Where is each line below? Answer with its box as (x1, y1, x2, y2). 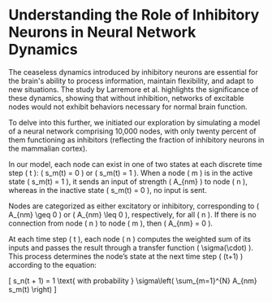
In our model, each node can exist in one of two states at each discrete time (8, 159, 262, 169)
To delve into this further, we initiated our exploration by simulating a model (8, 117, 261, 127)
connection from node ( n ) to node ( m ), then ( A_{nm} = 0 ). (8, 218, 214, 228)
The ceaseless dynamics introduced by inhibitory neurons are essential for (8, 67, 258, 77)
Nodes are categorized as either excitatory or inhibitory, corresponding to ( (8, 201, 260, 211)
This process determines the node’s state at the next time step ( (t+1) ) (8, 251, 244, 261)
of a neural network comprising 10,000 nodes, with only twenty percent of (8, 126, 257, 136)
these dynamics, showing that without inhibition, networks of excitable (8, 93, 244, 103)
